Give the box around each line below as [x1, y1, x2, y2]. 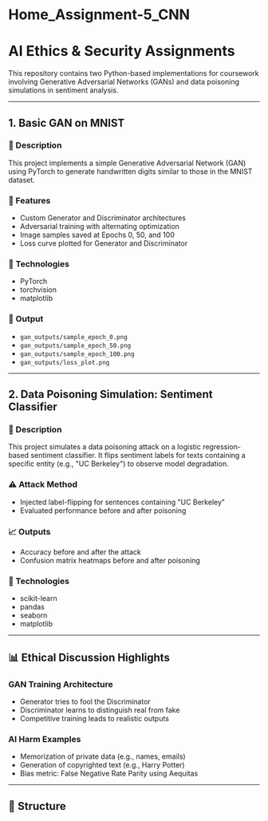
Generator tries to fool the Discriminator [19, 697, 152, 706]
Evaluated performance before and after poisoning [19, 505, 187, 515]
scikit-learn [19, 594, 57, 603]
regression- [202, 442, 242, 452]
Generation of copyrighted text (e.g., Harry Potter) [19, 760, 185, 770]
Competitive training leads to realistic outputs [19, 713, 170, 723]
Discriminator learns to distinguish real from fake [19, 705, 180, 715]
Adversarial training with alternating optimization [19, 222, 179, 231]
